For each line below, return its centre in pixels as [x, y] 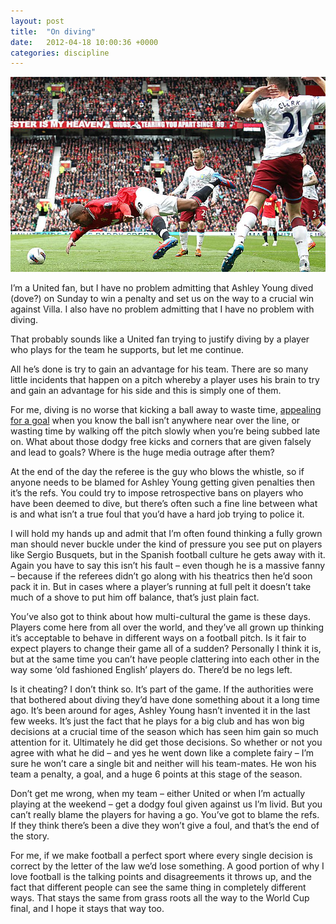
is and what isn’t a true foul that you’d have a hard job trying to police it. [157, 514]
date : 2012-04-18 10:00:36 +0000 [84, 42]
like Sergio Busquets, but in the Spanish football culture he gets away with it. [168, 555]
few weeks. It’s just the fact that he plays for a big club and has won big [157, 721]
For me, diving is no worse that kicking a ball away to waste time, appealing [166, 410]
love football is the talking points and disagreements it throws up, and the [161, 877]
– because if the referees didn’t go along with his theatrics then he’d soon [161, 576]
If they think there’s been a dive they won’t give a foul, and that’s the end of [165, 826]
